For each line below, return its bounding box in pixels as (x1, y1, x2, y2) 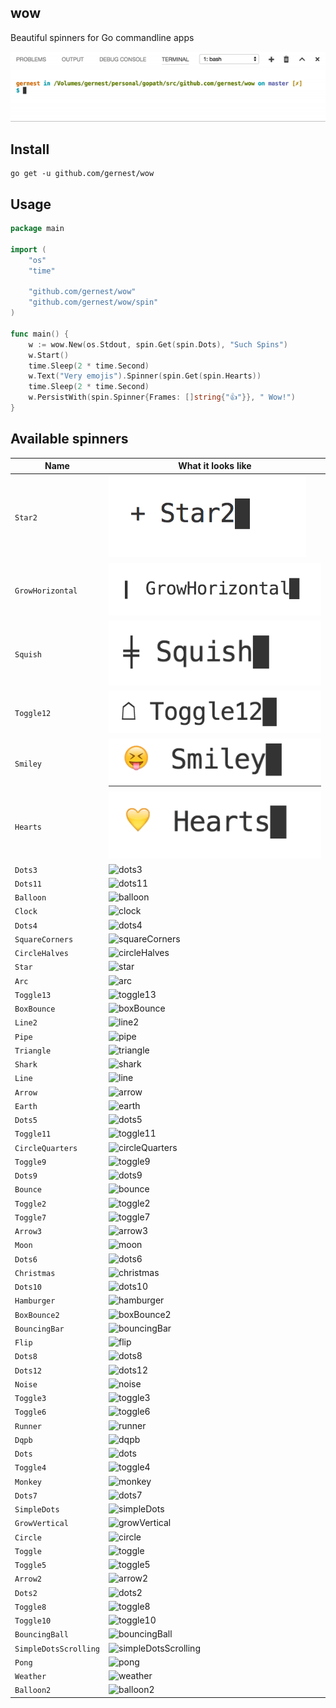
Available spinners (10, 431, 129, 448)
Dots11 (14, 879, 42, 889)
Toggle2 (14, 1199, 47, 1209)
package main (10, 224, 65, 234)
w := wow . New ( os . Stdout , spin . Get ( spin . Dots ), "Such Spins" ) (28, 339, 289, 350)
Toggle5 (14, 1561, 47, 1571)
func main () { (10, 329, 70, 339)
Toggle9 (14, 1157, 47, 1167)
